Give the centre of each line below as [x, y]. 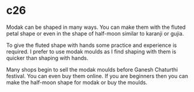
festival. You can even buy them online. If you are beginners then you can [97, 76]
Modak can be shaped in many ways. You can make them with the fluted [96, 27]
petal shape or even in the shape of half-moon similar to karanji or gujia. [95, 33]
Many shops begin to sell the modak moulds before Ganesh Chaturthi [92, 69]
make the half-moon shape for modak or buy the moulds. [77, 82]
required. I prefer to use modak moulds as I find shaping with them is [91, 51]
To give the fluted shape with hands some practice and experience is [92, 45]
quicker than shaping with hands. [47, 58]
